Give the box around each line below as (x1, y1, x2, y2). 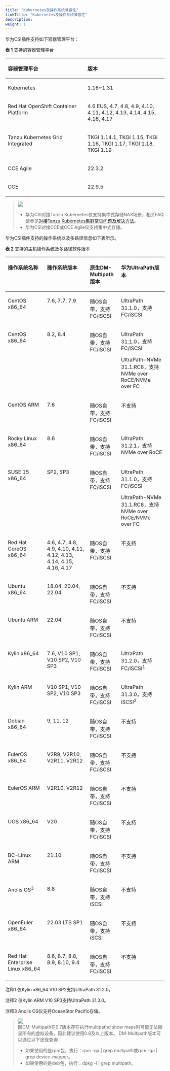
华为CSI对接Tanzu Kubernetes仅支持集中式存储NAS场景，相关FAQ (25, 212, 164, 218)
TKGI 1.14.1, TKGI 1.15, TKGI (88, 134, 158, 141)
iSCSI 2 (121, 697, 137, 706)
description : (5, 17, 33, 22)
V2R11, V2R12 (47, 757, 83, 764)
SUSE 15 (8, 468, 29, 476)
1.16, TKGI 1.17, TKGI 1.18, (88, 140, 154, 147)
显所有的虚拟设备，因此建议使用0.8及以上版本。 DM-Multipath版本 (17, 1030, 157, 1036)
